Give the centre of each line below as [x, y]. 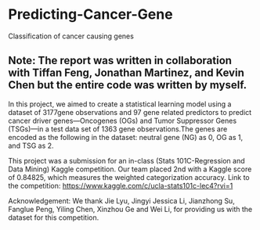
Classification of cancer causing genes [71, 36]
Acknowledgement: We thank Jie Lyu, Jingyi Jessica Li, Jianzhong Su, [121, 200]
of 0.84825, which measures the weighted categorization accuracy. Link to [129, 177]
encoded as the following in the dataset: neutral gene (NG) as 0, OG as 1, [126, 137]
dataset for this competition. [54, 217]
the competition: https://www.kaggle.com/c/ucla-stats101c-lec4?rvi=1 [121, 185]
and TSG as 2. [31, 146]
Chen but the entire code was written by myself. [128, 85]
